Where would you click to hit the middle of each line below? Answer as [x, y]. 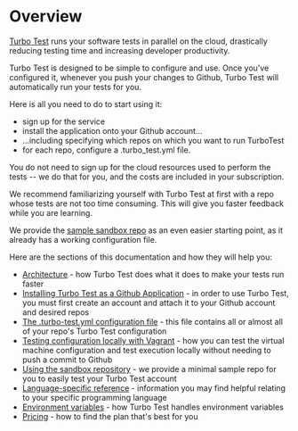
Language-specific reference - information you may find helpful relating [154, 388]
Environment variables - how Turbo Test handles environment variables [153, 407]
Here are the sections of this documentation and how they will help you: [141, 257]
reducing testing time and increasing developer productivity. [120, 50]
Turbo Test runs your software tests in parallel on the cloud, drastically [139, 41]
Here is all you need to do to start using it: [86, 104]
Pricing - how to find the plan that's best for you [110, 416]
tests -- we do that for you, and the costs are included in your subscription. [147, 177]
